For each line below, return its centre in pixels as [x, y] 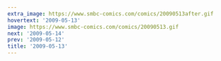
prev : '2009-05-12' [36, 40]
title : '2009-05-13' [38, 46]
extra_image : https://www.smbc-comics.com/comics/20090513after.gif [110, 14]
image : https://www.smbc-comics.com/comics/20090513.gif [93, 27]
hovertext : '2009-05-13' [44, 20]
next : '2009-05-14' [36, 33]
